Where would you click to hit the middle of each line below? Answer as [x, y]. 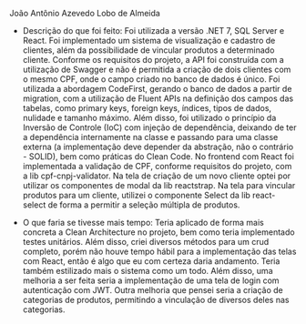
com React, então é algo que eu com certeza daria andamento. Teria [151, 261]
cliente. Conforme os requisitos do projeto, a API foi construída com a [153, 60]
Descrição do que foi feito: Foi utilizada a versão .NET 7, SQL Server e [153, 30]
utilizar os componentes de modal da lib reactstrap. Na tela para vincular [159, 185]
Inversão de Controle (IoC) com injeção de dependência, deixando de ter [159, 127]
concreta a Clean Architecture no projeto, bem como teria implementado [158, 232]
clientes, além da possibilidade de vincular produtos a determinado [148, 50]
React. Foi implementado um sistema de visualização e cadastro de [149, 40]
